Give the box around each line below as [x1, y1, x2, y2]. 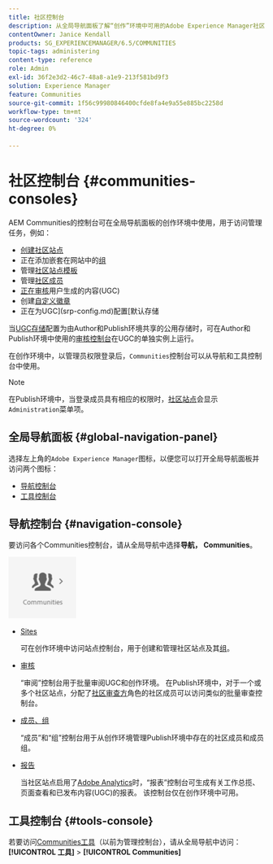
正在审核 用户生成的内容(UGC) [19, 286, 120, 295]
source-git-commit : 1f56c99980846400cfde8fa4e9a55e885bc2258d [8, 98, 223, 107]
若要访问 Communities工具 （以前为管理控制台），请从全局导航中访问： [8, 837, 241, 847]
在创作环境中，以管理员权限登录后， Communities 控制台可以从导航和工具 [8, 351, 248, 360]
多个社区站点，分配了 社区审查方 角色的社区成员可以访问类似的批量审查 [19, 688, 256, 698]
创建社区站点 [19, 245, 63, 255]
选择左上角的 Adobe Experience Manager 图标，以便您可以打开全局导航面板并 [8, 453, 260, 463]
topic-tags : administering [8, 47, 100, 56]
